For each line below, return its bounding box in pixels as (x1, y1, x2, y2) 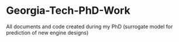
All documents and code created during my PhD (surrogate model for (6, 23, 173, 30)
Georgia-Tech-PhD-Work (6, 4, 130, 17)
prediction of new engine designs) (6, 29, 89, 36)
